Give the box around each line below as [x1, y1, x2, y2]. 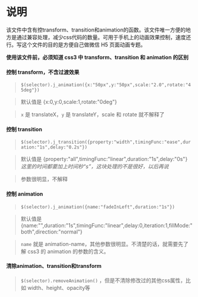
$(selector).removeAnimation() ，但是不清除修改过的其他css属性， [20, 277, 186, 284]
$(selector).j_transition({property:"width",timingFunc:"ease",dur [20, 139, 191, 146]
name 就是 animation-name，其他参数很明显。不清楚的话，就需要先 [20, 240, 184, 247]
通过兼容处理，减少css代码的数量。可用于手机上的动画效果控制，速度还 [16, 33, 191, 40]
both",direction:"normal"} [20, 228, 83, 235]
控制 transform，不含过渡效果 [6, 68, 80, 75]
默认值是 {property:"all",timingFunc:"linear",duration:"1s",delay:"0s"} [20, 156, 188, 163]
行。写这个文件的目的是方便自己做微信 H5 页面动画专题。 [6, 41, 146, 48]
